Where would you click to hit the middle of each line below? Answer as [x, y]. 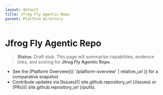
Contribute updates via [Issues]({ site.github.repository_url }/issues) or [84, 82]
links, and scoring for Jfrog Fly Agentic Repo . [64, 62]
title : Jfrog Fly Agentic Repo [37, 14]
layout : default [22, 10]
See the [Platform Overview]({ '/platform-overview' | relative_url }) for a [85, 71]
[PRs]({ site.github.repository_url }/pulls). [54, 87]
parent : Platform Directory [34, 19]
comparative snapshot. [36, 77]
